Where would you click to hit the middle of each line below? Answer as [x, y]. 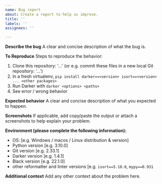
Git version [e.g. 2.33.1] [36, 151]
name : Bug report [23, 10]
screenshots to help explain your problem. [48, 121]
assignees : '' [20, 28]
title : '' [15, 19]
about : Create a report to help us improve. [52, 14]
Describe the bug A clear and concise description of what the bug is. [76, 47]
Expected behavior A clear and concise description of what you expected [81, 101]
